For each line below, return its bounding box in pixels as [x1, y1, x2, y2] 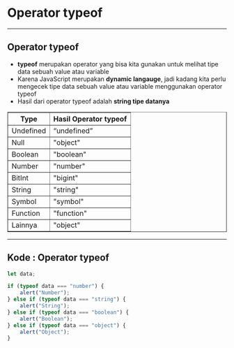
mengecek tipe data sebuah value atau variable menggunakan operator [17, 82, 223, 90]
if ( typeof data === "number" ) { [7, 283, 104, 290]
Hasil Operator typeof [53, 114, 127, 124]
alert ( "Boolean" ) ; [19, 315, 73, 322]
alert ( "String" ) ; [19, 303, 70, 310]
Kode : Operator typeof [7, 252, 109, 263]
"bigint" [53, 173, 79, 182]
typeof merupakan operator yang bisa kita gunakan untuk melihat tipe [17, 59, 219, 68]
